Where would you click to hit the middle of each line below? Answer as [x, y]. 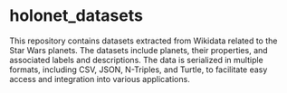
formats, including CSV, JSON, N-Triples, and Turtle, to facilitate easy [139, 70]
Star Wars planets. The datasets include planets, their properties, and [139, 50]
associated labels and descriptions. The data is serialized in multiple [137, 60]
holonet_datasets [76, 16]
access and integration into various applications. [100, 79]
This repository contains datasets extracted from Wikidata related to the [143, 41]
